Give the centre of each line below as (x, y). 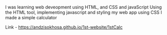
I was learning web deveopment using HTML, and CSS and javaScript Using (83, 7)
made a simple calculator (31, 17)
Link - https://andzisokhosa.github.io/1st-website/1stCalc (64, 27)
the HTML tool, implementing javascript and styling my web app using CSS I (83, 12)
